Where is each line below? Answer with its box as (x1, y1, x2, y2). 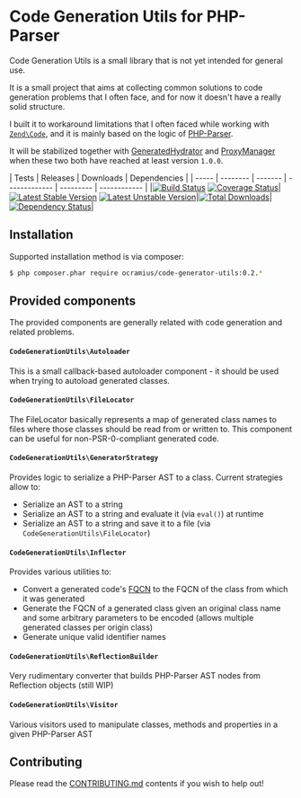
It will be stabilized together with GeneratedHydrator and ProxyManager (9, 146, 276, 156)
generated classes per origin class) (22, 622, 154, 633)
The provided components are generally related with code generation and (9, 317, 283, 328)
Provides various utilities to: (9, 566, 112, 577)
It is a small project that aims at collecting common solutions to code (9, 82, 263, 93)
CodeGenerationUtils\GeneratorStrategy (9, 454, 159, 463)
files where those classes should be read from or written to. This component (9, 423, 293, 434)
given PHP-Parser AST (9, 728, 93, 739)
